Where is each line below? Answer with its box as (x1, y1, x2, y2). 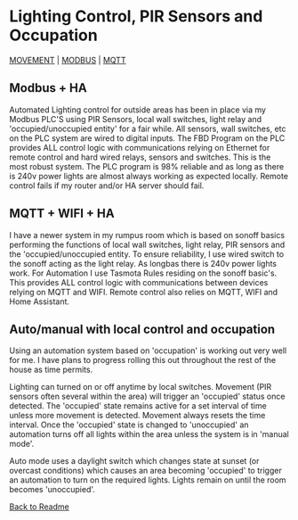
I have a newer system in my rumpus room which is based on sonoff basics (9, 229, 286, 240)
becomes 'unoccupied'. (9, 484, 96, 495)
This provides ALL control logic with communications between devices (9, 277, 269, 287)
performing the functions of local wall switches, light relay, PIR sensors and (9, 239, 286, 250)
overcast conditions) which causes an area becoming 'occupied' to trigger (9, 466, 282, 476)
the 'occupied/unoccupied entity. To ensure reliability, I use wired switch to (9, 248, 285, 260)
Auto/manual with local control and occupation (9, 321, 276, 336)
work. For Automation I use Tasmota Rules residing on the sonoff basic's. (9, 268, 278, 278)
